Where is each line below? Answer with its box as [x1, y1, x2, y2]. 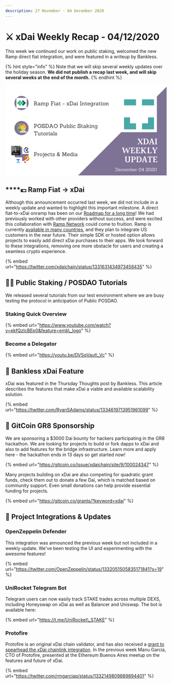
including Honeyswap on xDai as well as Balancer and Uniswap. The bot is [5, 601, 162, 608]
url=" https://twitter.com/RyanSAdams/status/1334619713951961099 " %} [5, 407, 158, 413]
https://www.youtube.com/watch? [39, 322, 111, 328]
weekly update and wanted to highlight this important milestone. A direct [5, 204, 159, 210]
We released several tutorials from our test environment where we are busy [5, 292, 164, 298]
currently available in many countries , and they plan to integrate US [5, 226, 147, 232]
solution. [5, 392, 24, 398]
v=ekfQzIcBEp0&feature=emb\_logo [5, 327, 81, 334]
